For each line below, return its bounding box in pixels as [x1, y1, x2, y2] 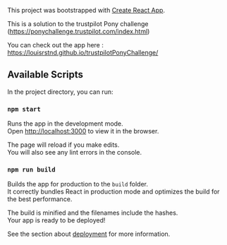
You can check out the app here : [7, 41, 104, 49]
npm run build [7, 166, 56, 174]
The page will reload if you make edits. [7, 141, 120, 149]
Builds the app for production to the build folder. [7, 180, 149, 189]
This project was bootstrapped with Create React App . [7, 6, 166, 14]
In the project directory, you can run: [7, 88, 114, 96]
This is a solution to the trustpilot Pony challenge [7, 20, 149, 28]
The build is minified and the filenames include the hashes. [7, 208, 178, 217]
